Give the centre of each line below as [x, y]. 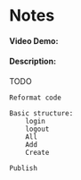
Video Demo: [34, 40]
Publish [24, 168]
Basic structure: [41, 113]
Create [37, 152]
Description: [32, 61]
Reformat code [36, 98]
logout [37, 129]
